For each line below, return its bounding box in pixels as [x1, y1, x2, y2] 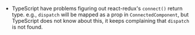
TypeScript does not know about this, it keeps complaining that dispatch [11, 17, 190, 24]
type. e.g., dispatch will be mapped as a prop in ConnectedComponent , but [11, 11, 189, 18]
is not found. [11, 23, 43, 30]
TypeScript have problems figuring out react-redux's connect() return [11, 5, 183, 12]
